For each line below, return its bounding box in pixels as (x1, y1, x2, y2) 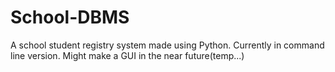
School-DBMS (10, 6, 130, 29)
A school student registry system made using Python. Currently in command (10, 39, 325, 51)
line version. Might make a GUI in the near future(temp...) (10, 49, 245, 61)
